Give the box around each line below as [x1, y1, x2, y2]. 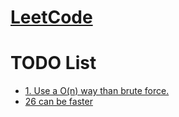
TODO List [10, 52, 97, 75]
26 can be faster [24, 96, 93, 108]
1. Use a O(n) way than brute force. [24, 85, 170, 97]
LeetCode [10, 6, 93, 29]
